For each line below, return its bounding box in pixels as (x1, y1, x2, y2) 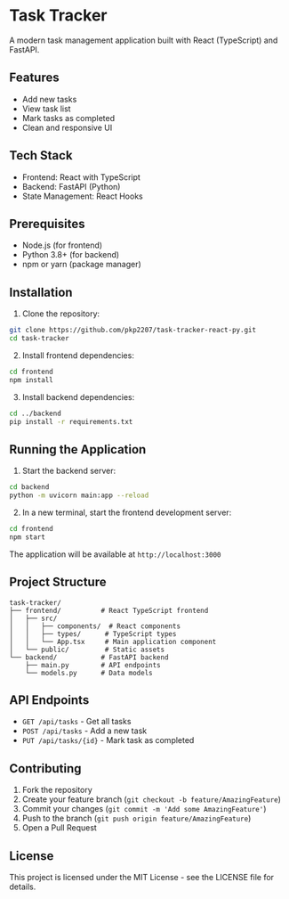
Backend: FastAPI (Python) (21, 181, 121, 192)
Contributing (9, 761, 82, 776)
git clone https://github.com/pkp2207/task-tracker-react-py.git (9, 326, 256, 335)
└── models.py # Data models (25, 668, 153, 677)
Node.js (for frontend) (21, 240, 103, 250)
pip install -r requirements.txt (9, 417, 133, 426)
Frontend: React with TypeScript (21, 171, 140, 183)
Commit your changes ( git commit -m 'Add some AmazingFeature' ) (21, 804, 267, 814)
